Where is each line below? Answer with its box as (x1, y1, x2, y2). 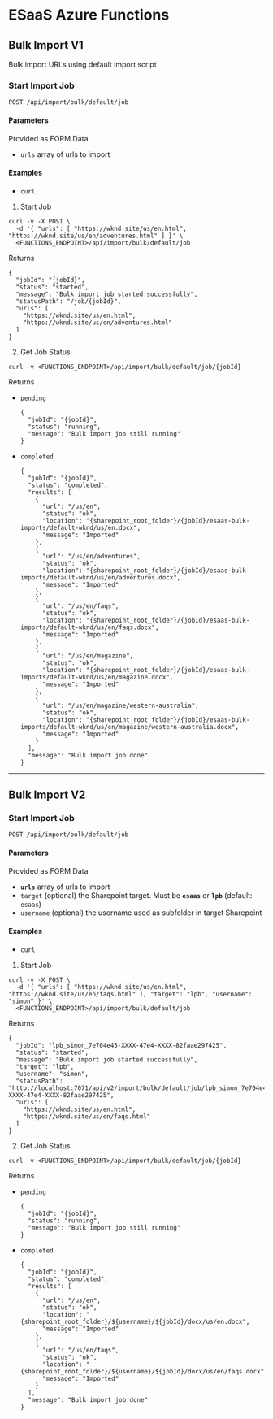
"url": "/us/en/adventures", (41, 552, 141, 560)
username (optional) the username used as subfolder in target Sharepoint (19, 908, 262, 918)
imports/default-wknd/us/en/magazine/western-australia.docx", (19, 723, 240, 731)
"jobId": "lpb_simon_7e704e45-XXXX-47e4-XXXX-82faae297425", (15, 1041, 227, 1049)
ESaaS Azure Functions (8, 6, 170, 24)
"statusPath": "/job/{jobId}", (15, 297, 122, 306)
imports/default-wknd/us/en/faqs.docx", (19, 623, 159, 631)
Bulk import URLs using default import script (8, 59, 157, 69)
